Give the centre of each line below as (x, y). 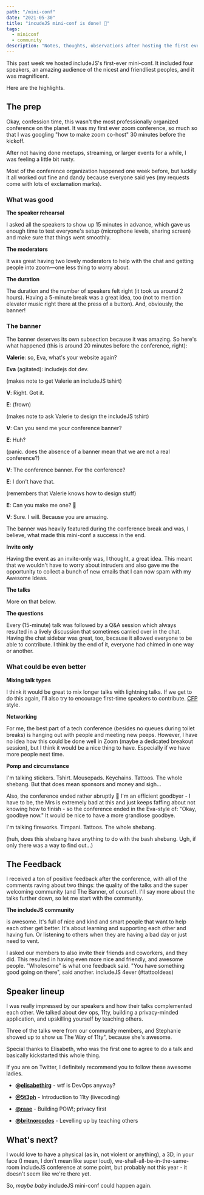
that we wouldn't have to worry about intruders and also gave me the (93, 565)
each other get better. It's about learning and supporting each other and (96, 928)
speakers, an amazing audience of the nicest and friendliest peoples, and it (100, 69)
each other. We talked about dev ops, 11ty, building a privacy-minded (93, 1013)
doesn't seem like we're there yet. (49, 1174)
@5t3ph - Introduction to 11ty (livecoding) (67, 1097)
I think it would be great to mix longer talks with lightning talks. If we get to (99, 692)
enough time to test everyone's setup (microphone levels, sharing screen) (99, 231)
